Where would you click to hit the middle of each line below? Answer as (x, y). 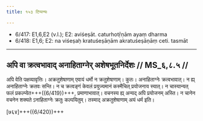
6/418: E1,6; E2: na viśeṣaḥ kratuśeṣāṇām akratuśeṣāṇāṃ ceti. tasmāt (101, 40)
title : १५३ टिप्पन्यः (27, 12)
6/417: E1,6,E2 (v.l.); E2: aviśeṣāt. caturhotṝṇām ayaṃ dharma (91, 34)
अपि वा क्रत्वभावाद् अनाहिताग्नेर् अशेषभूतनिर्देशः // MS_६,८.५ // (97, 65)
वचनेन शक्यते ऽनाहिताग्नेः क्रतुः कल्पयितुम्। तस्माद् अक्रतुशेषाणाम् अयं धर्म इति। (81, 100)
